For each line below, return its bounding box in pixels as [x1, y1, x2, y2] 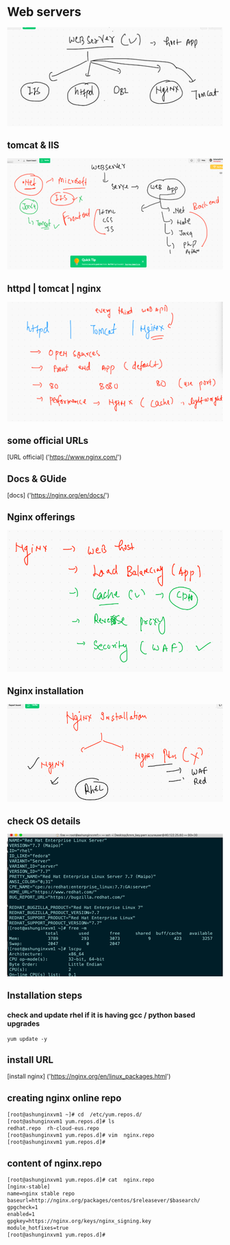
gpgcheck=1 [7, 1204, 38, 1211]
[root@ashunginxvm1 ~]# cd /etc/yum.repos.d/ [7, 1111, 142, 1119]
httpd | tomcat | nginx [7, 283, 101, 295]
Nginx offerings [7, 511, 75, 523]
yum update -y [7, 1035, 48, 1042]
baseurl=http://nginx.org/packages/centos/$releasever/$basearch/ [7, 1197, 201, 1204]
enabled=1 [7, 1211, 36, 1218]
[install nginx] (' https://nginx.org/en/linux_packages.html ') [7, 1073, 171, 1081]
